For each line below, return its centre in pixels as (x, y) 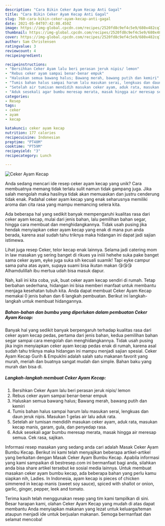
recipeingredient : (24, 55)
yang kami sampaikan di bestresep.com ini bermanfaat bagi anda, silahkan (81, 462)
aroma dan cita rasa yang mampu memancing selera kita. (63, 204)
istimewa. (15, 240)
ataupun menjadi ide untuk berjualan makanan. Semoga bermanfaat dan (78, 514)
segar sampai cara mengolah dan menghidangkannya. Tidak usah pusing (79, 340)
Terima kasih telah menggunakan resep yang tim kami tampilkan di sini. (77, 498)
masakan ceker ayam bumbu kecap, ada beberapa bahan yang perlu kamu (81, 473)
